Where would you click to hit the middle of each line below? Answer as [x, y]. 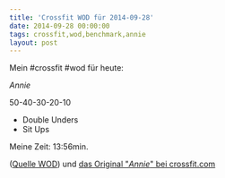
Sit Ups [36, 130]
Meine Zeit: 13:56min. [49, 147]
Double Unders [50, 120]
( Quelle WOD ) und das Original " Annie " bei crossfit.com [112, 164]
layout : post [34, 42]
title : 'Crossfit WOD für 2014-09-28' [82, 17]
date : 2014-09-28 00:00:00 [60, 26]
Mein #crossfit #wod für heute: [66, 68]
